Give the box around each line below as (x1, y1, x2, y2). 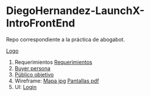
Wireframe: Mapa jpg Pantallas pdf (14, 77, 99, 84)
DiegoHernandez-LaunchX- (6, 4, 145, 18)
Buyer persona (14, 64, 51, 71)
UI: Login (14, 83, 37, 90)
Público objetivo (14, 71, 54, 78)
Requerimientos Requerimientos (14, 59, 92, 66)
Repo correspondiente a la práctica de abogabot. (6, 36, 125, 43)
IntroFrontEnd (6, 16, 75, 30)
